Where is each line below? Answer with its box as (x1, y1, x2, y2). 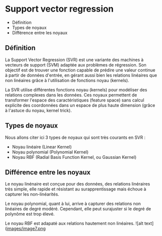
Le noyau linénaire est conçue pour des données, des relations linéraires (5, 181, 150, 187)
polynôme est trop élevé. (5, 211, 55, 217)
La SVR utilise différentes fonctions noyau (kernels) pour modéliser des (5, 86, 147, 93)
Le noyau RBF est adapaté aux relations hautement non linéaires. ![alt (5, 220, 144, 226)
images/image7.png (6, 226, 46, 232)
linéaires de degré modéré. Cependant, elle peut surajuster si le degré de (5, 206, 151, 212)
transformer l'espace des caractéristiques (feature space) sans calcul (5, 97, 145, 103)
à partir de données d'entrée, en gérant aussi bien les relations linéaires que (5, 72, 157, 78)
